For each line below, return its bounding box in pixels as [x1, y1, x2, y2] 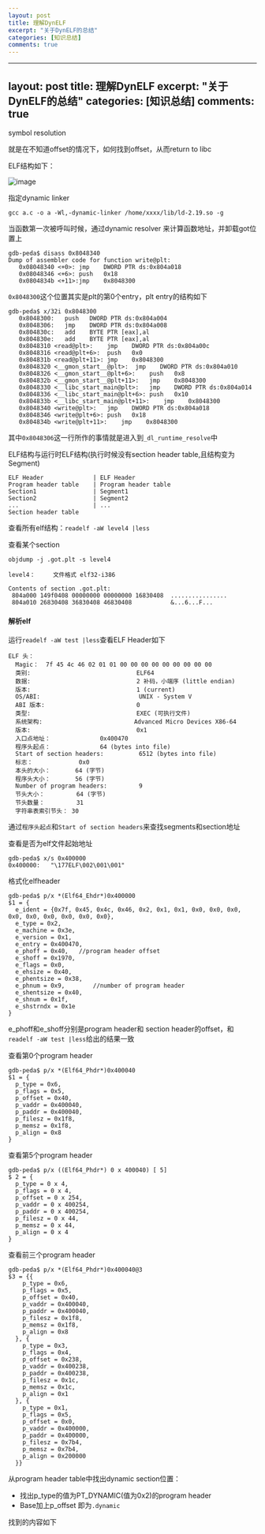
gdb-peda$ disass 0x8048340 [8, 249, 101, 257]
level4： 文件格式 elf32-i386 [8, 571, 116, 578]
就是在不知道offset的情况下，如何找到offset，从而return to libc [8, 144, 211, 154]
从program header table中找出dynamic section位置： [8, 1474, 181, 1483]
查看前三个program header [8, 1250, 96, 1259]
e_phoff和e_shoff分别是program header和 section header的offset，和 [8, 1024, 234, 1034]
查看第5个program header [8, 1150, 93, 1160]
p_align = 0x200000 [22, 1453, 87, 1461]
